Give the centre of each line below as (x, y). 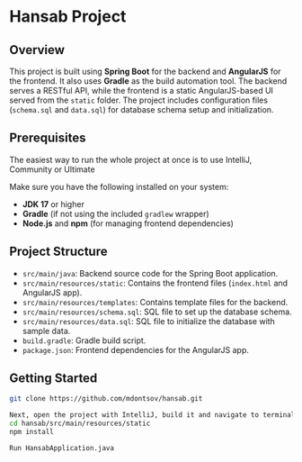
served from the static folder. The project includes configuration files (138, 100)
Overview (37, 50)
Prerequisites (48, 138)
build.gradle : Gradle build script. (84, 340)
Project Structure (58, 252)
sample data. (46, 331)
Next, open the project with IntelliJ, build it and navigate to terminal (152, 415)
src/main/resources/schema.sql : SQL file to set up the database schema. (157, 312)
